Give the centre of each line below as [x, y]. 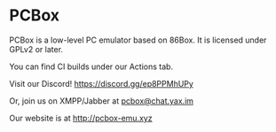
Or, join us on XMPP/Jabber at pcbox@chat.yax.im [101, 101]
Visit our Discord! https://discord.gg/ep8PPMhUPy [101, 83]
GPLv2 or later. [36, 49]
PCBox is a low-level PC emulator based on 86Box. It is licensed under [138, 40]
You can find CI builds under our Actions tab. [91, 66]
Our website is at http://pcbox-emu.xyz [81, 118]
